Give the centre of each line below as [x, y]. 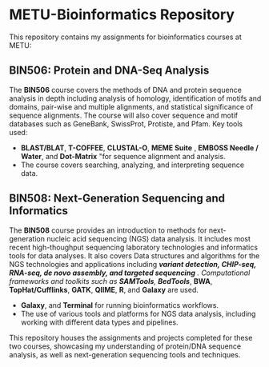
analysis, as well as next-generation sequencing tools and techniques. [125, 354]
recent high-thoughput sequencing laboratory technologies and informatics [134, 247]
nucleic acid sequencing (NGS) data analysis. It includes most [149, 238]
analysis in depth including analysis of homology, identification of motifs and [135, 98]
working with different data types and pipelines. [99, 322]
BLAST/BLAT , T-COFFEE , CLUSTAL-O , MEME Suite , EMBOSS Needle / [139, 148]
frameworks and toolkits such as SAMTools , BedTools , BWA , [111, 281]
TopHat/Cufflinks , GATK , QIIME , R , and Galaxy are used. [104, 289]
